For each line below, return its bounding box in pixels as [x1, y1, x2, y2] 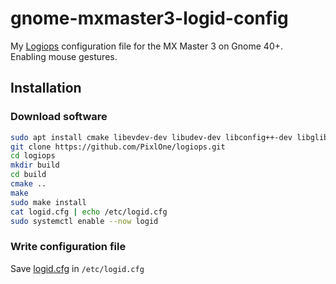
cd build [10, 170, 47, 180]
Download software [10, 110, 108, 124]
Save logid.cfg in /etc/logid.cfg [10, 262, 145, 274]
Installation [10, 80, 82, 97]
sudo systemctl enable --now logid [10, 216, 159, 226]
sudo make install [10, 197, 87, 207]
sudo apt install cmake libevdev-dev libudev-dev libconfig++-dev [10, 132, 293, 142]
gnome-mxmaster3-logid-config [10, 7, 289, 30]
